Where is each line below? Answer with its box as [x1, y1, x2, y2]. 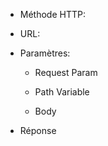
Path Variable [34, 86, 90, 98]
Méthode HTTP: [19, 9, 86, 20]
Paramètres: [19, 47, 71, 59]
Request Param [34, 67, 98, 78]
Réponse [19, 125, 57, 136]
